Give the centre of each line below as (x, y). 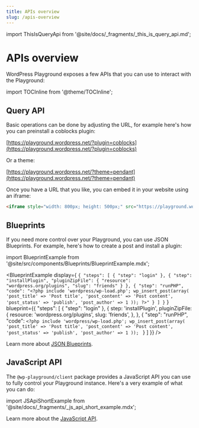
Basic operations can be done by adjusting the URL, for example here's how (99, 125)
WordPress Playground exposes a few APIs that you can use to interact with (99, 74)
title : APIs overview (33, 12)
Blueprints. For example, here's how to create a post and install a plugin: (94, 246)
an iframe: (19, 196)
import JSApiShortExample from (46, 401)
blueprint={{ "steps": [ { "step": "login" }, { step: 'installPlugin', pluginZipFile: (99, 308)
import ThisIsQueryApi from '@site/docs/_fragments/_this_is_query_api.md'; (99, 34)
